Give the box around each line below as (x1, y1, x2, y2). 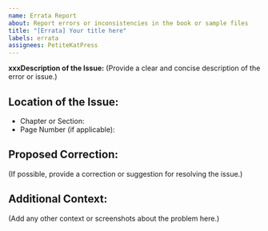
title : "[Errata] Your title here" (8, 26, 127, 34)
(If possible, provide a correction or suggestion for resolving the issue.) (8, 169, 243, 178)
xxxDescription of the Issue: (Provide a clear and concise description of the (8, 63, 261, 73)
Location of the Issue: (8, 95, 119, 109)
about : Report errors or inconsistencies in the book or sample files (8, 19, 249, 27)
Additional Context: (8, 193, 108, 206)
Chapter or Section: (19, 116, 85, 125)
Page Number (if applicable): (19, 125, 115, 134)
